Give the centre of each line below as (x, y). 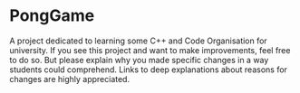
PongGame (52, 16)
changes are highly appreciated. (69, 79)
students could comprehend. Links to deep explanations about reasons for (149, 70)
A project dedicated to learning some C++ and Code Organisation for (138, 41)
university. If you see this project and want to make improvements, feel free (150, 50)
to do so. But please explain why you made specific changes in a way (139, 60)
